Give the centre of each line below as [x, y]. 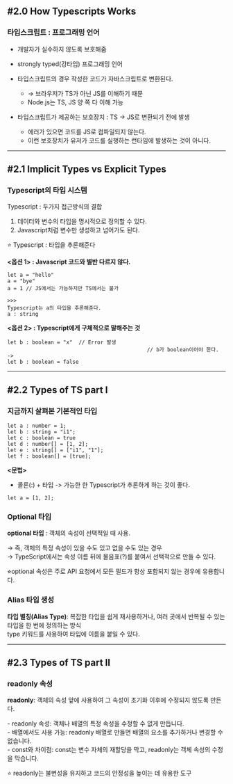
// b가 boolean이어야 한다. [183, 350]
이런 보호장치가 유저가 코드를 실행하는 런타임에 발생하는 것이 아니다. [119, 140]
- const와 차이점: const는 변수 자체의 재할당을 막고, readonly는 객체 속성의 [109, 750]
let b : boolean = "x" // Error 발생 [62, 343]
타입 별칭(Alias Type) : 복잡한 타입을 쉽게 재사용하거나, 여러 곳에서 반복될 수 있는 [116, 616]
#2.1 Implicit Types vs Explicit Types [87, 169]
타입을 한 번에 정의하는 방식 [44, 625]
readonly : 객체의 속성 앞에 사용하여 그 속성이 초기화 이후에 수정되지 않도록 [108, 700]
